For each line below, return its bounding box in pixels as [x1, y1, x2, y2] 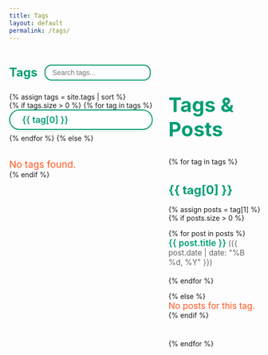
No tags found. [9, 157, 77, 171]
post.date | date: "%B [167, 247, 246, 258]
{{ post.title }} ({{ [167, 237, 238, 248]
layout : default [9, 19, 63, 27]
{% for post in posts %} [167, 228, 246, 238]
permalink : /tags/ [9, 26, 70, 34]
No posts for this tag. [167, 300, 256, 312]
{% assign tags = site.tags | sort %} [9, 92, 127, 101]
